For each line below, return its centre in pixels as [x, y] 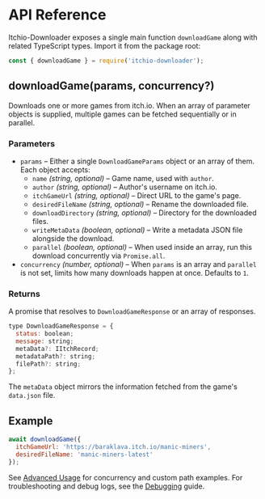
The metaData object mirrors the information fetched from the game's [123, 387]
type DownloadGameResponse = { [61, 326]
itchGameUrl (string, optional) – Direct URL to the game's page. [137, 195]
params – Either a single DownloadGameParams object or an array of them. [137, 161]
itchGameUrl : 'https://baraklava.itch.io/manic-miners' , [114, 447]
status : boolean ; [45, 334]
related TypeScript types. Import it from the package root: [104, 45]
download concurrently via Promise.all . [99, 256]
